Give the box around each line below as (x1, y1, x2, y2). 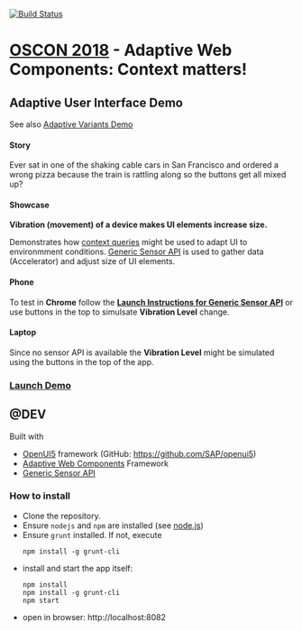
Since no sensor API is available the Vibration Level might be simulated (9, 347, 275, 358)
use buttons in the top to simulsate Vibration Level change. (9, 306, 230, 317)
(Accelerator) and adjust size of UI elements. (9, 256, 176, 267)
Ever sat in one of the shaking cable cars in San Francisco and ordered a (9, 160, 279, 170)
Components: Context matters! (9, 59, 248, 80)
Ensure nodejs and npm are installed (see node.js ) (22, 519, 205, 531)
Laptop (9, 327, 37, 338)
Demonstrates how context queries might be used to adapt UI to (9, 237, 248, 248)
